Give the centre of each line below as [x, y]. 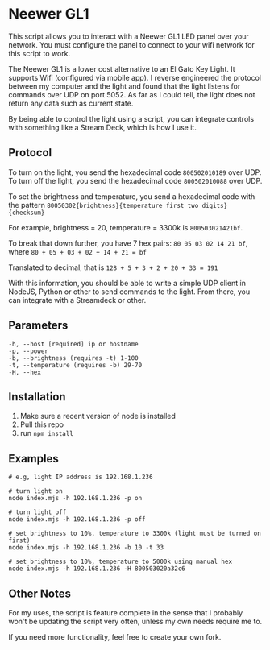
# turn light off [37, 512]
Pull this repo [42, 424]
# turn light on [35, 491]
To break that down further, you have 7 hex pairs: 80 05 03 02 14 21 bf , [128, 243]
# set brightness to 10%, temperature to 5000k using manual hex [120, 562]
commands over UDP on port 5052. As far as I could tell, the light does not [132, 94]
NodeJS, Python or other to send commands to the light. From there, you [129, 292]
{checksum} [27, 213]
